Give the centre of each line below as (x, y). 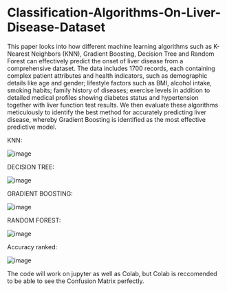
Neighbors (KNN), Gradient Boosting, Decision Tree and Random (122, 54)
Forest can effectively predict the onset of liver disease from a (95, 61)
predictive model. (32, 127)
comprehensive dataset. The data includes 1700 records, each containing (111, 68)
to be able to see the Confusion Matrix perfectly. (76, 281)
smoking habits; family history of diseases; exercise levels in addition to (109, 90)
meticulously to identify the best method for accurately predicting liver (107, 112)
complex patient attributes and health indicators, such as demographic (107, 75)
